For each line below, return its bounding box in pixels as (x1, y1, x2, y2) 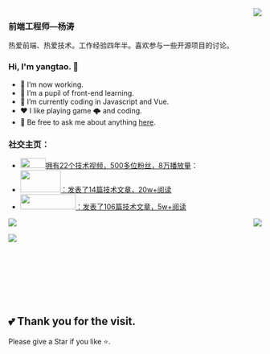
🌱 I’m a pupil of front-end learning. (19, 88, 134, 97)
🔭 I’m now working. (19, 80, 84, 89)
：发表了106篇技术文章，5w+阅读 (75, 201, 187, 212)
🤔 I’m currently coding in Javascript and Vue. (19, 97, 170, 106)
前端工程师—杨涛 (8, 20, 75, 31)
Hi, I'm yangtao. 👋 (8, 61, 79, 72)
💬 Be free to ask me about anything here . (19, 117, 157, 127)
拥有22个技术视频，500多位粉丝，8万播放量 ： (45, 160, 198, 170)
